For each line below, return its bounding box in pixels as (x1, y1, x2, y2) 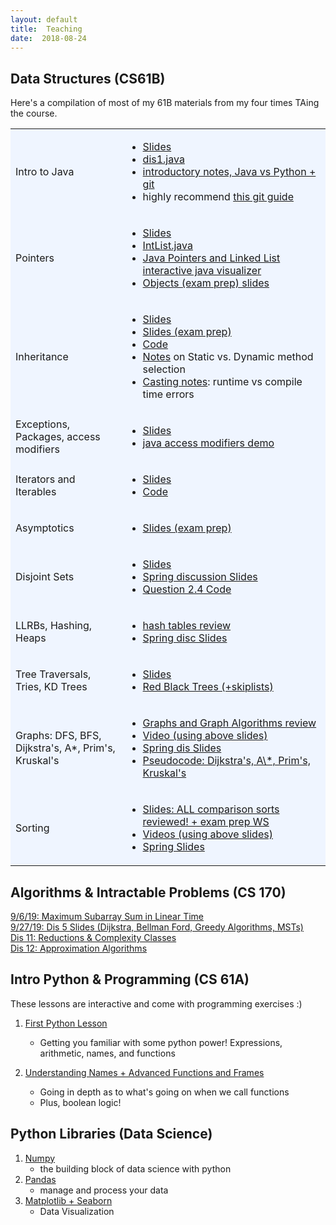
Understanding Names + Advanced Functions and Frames (24, 1066, 265, 1078)
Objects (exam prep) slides (142, 276, 270, 290)
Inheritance (15, 350, 69, 364)
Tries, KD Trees (15, 680, 88, 694)
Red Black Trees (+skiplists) (142, 680, 274, 694)
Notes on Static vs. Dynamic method (142, 350, 314, 364)
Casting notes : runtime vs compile (142, 375, 303, 389)
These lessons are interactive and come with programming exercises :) (10, 997, 303, 1010)
